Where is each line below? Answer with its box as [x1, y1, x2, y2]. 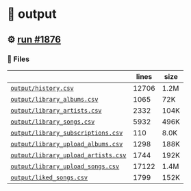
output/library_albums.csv [10, 95, 99, 103]
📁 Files [7, 54, 29, 64]
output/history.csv [10, 84, 74, 92]
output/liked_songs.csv [10, 173, 88, 181]
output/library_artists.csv [10, 106, 102, 114]
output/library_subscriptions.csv [10, 128, 123, 137]
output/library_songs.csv [10, 117, 95, 126]
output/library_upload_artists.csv [10, 151, 127, 159]
